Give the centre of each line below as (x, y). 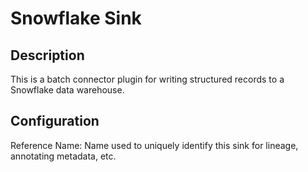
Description (47, 55)
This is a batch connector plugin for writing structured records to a (147, 79)
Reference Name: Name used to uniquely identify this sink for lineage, (154, 145)
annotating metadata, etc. (63, 156)
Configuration (55, 121)
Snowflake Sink (76, 18)
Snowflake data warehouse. (67, 90)
